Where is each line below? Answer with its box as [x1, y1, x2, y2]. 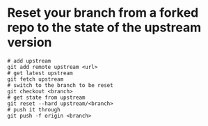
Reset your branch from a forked [7, 5, 199, 21]
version [7, 35, 52, 50]
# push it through [7, 106, 61, 113]
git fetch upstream [7, 75, 64, 83]
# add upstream [7, 57, 51, 64]
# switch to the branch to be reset [7, 81, 113, 88]
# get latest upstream [7, 70, 73, 77]
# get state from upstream [7, 94, 86, 101]
